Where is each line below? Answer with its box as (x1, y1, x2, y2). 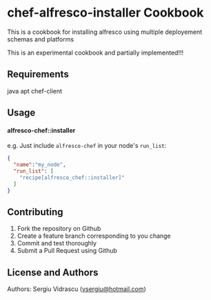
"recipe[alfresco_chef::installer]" (19, 174, 125, 181)
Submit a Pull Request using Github (17, 247, 117, 255)
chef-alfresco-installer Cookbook (7, 5, 204, 21)
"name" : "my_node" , (13, 161, 67, 169)
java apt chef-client (7, 86, 63, 95)
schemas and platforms (7, 35, 74, 43)
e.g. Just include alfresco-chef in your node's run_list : (7, 142, 167, 150)
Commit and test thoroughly (17, 239, 97, 247)
